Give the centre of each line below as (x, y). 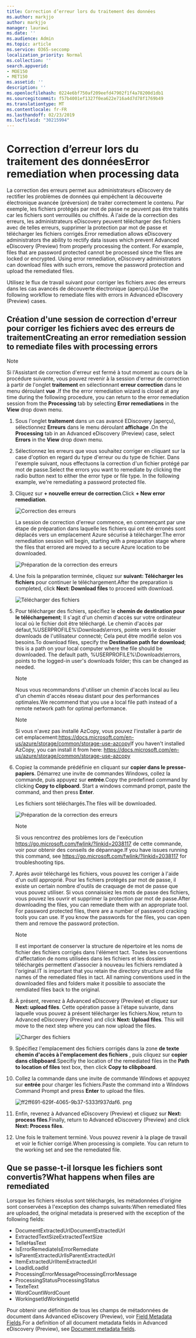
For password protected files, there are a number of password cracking (101, 911)
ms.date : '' (21, 33)
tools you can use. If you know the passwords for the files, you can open (102, 917)
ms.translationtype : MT (36, 104)
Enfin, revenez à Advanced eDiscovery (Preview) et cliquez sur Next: (98, 1113)
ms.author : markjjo (30, 17)
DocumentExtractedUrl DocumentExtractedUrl (70, 1230)
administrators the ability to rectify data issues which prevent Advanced (93, 240)
